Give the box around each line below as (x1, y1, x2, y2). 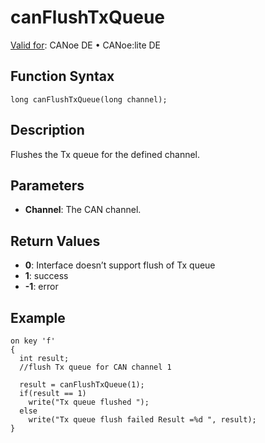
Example (10, 309, 66, 326)
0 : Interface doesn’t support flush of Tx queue (24, 259, 216, 271)
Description (10, 122, 85, 139)
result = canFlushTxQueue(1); (19, 380, 145, 390)
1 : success (24, 270, 69, 282)
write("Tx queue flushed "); (28, 397, 150, 407)
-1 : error (24, 281, 59, 293)
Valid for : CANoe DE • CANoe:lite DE (10, 39, 162, 51)
